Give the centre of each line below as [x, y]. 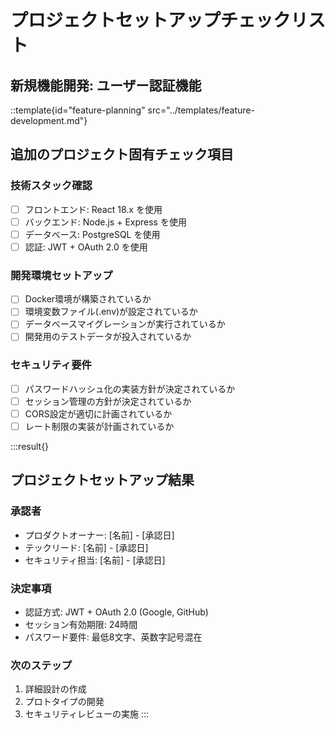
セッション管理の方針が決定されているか [108, 401]
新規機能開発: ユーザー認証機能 [106, 85]
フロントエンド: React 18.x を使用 [93, 209]
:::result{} [30, 447]
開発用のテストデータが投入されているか [108, 337]
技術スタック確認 [51, 186]
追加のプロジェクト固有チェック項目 [122, 154]
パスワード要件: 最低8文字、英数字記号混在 [113, 637]
